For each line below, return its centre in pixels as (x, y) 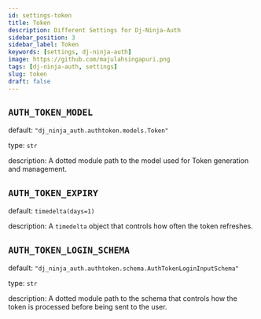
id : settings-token (40, 15)
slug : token (28, 74)
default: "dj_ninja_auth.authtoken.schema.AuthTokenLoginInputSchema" (124, 268)
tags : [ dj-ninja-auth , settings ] (63, 67)
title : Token (29, 23)
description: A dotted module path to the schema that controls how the (123, 298)
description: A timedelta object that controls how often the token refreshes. (130, 226)
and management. (37, 169)
